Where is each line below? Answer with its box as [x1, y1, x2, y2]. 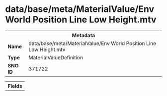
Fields [7, 83, 22, 90]
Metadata [72, 32, 95, 39]
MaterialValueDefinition [28, 54, 83, 61]
